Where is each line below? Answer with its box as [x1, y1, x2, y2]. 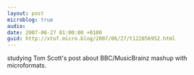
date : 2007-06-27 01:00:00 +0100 [7, 29, 102, 36]
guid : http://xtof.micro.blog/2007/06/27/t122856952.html [7, 35, 176, 42]
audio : [7, 22, 26, 29]
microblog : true [7, 16, 53, 23]
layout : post [7, 10, 44, 17]
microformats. [7, 61, 46, 70]
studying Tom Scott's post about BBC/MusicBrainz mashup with [7, 54, 188, 62]
